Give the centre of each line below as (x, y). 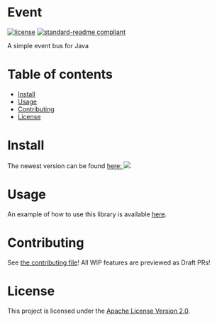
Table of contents (60, 74)
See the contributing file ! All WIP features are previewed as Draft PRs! (109, 262)
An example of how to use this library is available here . (87, 214)
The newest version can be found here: (65, 166)
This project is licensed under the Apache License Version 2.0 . (99, 311)
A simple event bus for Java (48, 45)
